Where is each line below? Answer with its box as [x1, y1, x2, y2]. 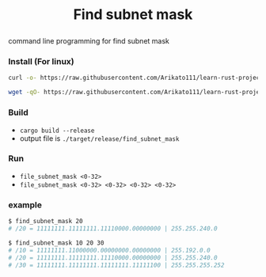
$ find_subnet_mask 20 [8, 218, 83, 226]
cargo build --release [19, 127, 95, 135]
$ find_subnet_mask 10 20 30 [8, 239, 104, 247]
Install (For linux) [8, 56, 75, 67]
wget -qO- [8, 89, 41, 97]
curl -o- [8, 74, 37, 82]
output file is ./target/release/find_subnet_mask [19, 133, 180, 143]
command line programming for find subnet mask [8, 36, 170, 46]
